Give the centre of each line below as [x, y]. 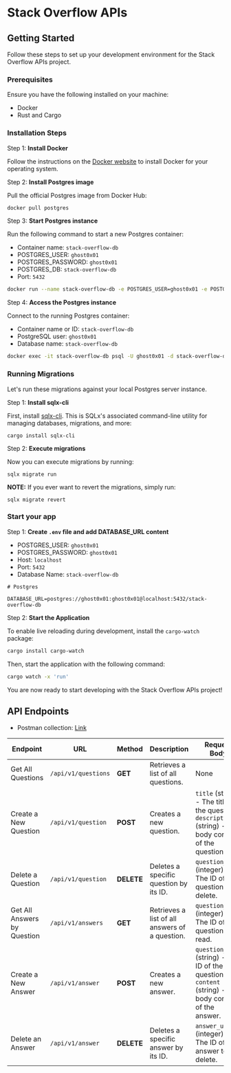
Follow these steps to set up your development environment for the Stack [111, 54]
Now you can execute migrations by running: [70, 461]
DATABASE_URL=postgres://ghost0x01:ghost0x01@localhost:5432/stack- [107, 599]
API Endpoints [38, 711]
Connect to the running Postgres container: [68, 316]
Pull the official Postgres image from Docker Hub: [77, 195]
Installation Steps [37, 133]
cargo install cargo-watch [46, 651]
